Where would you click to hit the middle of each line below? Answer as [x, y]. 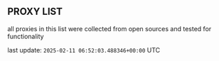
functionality [26, 36]
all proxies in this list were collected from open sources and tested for [109, 28]
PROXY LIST [35, 12]
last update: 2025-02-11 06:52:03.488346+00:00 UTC [84, 50]
